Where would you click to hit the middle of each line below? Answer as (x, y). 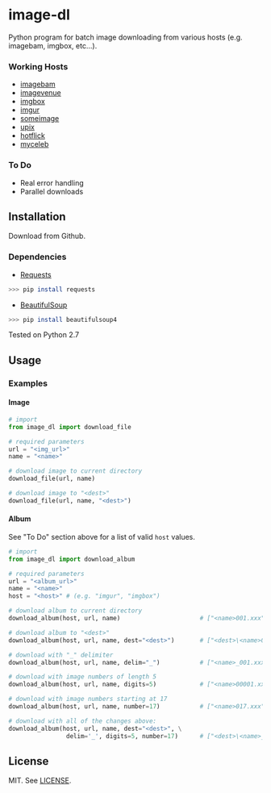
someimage (40, 119)
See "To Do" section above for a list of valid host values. (102, 536)
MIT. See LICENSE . (40, 781)
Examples (28, 383)
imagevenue (41, 93)
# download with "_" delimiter (61, 655)
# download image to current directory (75, 471)
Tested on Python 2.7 (44, 335)
